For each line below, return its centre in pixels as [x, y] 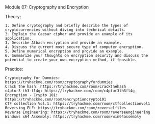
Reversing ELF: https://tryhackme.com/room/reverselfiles [65, 108]
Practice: [14, 69]
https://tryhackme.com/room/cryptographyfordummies [59, 82]
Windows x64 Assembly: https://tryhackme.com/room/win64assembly [73, 117]
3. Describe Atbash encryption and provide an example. [63, 43]
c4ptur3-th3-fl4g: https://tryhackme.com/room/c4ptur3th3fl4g [70, 91]
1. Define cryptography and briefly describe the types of [67, 25]
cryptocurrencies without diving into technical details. [65, 30]
